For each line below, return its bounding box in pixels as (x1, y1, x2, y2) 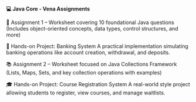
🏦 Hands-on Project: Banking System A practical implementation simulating (6, 43, 188, 49)
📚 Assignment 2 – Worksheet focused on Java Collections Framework (6, 61, 177, 67)
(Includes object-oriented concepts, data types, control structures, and (6, 25, 178, 32)
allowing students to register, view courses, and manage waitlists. (6, 89, 166, 96)
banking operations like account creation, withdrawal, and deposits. (6, 49, 171, 56)
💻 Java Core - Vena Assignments (6, 5, 90, 12)
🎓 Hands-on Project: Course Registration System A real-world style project (6, 81, 190, 87)
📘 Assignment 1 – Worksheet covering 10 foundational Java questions (6, 19, 175, 26)
